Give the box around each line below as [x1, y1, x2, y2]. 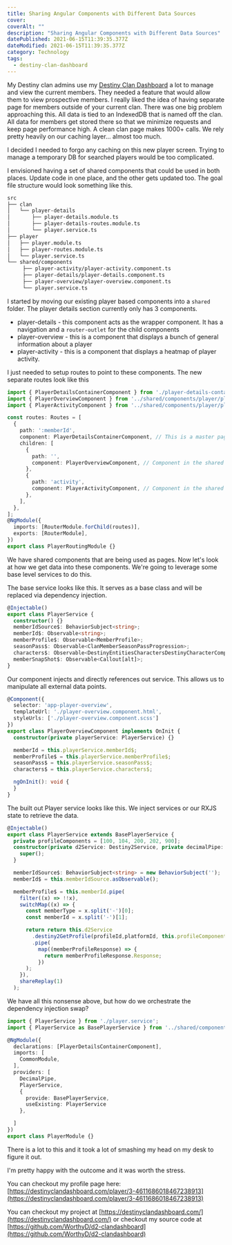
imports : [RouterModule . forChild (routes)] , [13, 523, 140, 530]
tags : [7, 55, 23, 62]
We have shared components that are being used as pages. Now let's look [7, 555, 219, 564]
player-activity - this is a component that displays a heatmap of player [17, 347, 217, 355]
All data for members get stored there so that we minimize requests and [7, 117, 211, 125]
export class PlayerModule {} [7, 1133, 95, 1140]
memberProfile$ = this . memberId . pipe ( [13, 888, 126, 895]
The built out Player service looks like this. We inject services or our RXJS [7, 804, 217, 812]
